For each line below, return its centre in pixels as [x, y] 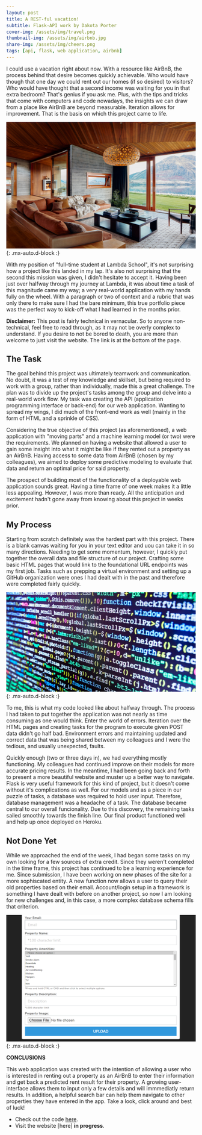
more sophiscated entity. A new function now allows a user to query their [97, 881]
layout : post [23, 13]
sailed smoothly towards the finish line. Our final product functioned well [96, 816]
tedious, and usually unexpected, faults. [56, 746]
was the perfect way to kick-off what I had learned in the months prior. [93, 309]
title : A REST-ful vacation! [43, 19]
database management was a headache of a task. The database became [96, 803]
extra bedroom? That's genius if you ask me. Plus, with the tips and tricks [97, 94]
